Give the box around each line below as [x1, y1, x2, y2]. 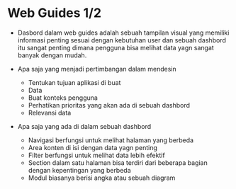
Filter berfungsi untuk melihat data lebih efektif [28, 151, 165, 159]
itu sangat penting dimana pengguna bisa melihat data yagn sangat [17, 43, 214, 52]
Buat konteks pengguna [28, 93, 98, 102]
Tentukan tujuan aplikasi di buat [28, 78, 121, 86]
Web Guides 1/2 [7, 5, 101, 21]
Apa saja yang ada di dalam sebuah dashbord [17, 122, 152, 130]
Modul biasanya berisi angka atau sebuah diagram [28, 173, 176, 182]
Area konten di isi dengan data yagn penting [28, 143, 158, 151]
